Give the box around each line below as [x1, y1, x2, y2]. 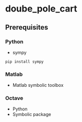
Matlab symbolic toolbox [12, 82, 64, 88]
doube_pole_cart [5, 3, 77, 15]
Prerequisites [5, 23, 48, 32]
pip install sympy [5, 59, 44, 64]
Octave [5, 95, 24, 102]
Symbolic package [12, 111, 51, 117]
